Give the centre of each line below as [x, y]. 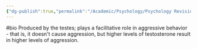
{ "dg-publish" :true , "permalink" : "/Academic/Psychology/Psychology [89, 11]
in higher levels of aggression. [43, 40]
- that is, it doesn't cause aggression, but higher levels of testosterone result [98, 34]
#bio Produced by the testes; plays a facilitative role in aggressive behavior [97, 28]
